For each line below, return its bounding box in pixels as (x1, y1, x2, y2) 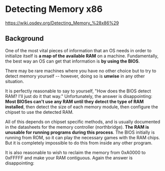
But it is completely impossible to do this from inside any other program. (5, 140, 153, 146)
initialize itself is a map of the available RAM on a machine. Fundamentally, (5, 53, 159, 59)
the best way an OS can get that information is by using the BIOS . (5, 58, 140, 64)
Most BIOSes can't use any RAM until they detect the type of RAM (5, 98, 144, 104)
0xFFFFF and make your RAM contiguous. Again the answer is (5, 155, 133, 161)
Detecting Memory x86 (5, 3, 103, 15)
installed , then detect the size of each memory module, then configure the (5, 103, 158, 110)
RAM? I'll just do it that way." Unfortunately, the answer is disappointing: (5, 93, 153, 99)
